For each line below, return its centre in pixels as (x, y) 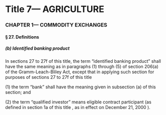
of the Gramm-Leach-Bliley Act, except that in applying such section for (80, 72)
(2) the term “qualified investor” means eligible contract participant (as (78, 102)
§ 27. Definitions (22, 37)
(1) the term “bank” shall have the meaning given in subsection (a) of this (80, 87)
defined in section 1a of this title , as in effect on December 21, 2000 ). (78, 107)
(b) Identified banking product (37, 48)
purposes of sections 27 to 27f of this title (49, 77)
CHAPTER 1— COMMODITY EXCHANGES (56, 25)
